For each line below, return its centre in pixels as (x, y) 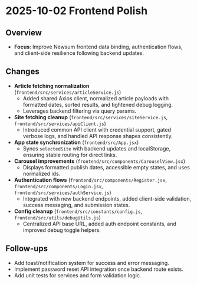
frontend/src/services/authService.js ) (63, 192)
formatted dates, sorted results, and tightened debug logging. (98, 104)
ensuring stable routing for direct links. (70, 155)
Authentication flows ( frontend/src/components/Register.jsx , (91, 180)
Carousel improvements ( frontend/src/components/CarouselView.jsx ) (100, 161)
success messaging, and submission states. (76, 205)
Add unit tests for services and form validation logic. (78, 275)
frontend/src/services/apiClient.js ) (60, 123)
